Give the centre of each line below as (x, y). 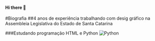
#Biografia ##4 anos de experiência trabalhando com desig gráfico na (78, 18)
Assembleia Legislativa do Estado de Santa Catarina (59, 24)
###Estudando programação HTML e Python (52, 33)
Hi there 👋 (16, 7)
